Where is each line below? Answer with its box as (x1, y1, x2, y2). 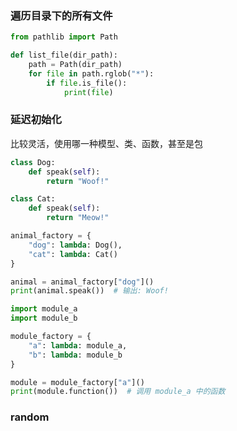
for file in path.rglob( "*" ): (28, 68, 155, 79)
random (10, 410, 50, 424)
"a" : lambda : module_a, (28, 340, 128, 351)
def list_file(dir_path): (10, 50, 118, 61)
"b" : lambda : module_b (28, 350, 123, 360)
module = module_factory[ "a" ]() (10, 377, 145, 387)
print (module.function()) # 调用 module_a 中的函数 (10, 387, 226, 397)
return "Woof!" (46, 176, 110, 186)
